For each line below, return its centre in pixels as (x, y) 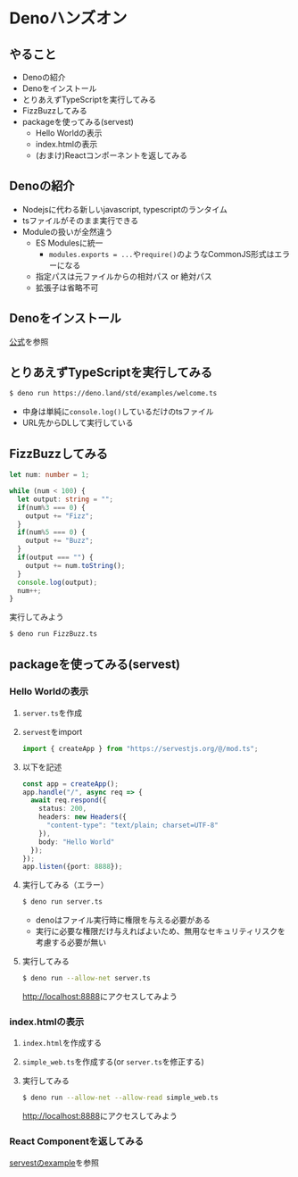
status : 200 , (63, 809)
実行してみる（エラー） (65, 885)
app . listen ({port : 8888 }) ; (72, 867)
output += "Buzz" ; (59, 541)
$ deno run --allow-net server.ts (86, 979)
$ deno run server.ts (62, 902)
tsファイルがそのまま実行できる (80, 221)
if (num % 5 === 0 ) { (52, 532)
